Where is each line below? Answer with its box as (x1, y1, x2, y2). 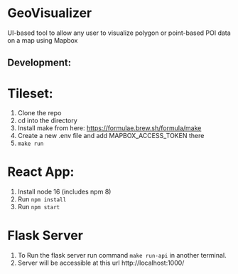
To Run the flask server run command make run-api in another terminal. (17, 251, 227, 260)
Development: (7, 57, 72, 69)
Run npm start (17, 203, 60, 211)
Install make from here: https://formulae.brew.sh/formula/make (17, 124, 202, 132)
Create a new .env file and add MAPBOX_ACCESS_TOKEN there (17, 132, 205, 140)
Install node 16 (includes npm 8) (17, 187, 112, 196)
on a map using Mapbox (7, 36, 78, 44)
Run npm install (17, 195, 67, 204)
